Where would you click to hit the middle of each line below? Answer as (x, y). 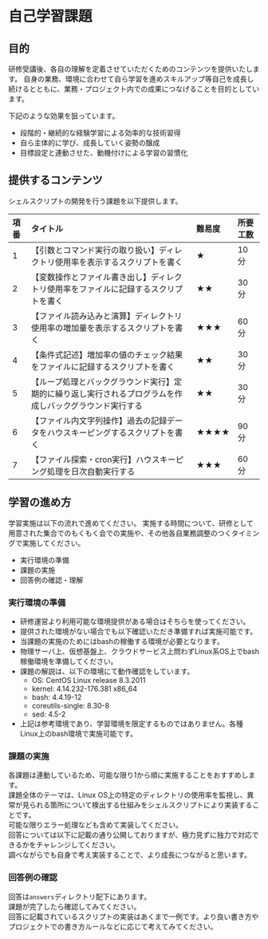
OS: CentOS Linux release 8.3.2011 (89, 680)
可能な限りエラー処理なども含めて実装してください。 (96, 825)
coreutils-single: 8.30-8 (71, 705)
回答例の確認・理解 (51, 580)
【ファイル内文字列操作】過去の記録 (99, 420)
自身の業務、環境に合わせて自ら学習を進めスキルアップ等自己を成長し (139, 79)
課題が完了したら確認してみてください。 (75, 906)
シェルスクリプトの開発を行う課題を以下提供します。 (95, 201)
